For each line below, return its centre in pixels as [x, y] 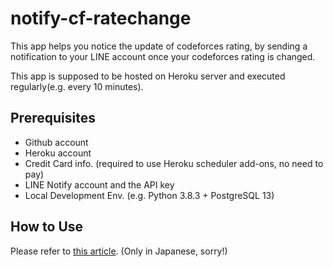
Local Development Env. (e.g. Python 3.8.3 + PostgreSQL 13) [149, 195]
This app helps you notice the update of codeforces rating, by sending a [159, 46]
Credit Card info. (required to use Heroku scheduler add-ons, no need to [174, 163]
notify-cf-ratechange [101, 18]
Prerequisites [53, 118]
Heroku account [58, 153]
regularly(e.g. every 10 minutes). [77, 86]
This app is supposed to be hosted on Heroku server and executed [148, 76]
